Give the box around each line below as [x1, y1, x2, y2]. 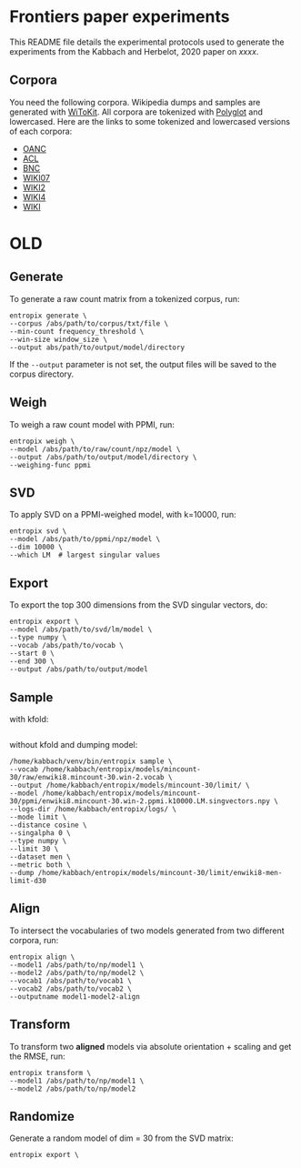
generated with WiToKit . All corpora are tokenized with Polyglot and [9, 106, 264, 117]
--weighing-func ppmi [9, 460, 92, 469]
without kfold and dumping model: [9, 740, 138, 750]
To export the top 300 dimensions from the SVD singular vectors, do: [9, 599, 268, 610]
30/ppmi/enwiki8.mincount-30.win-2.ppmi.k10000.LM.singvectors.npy [9, 797, 271, 806]
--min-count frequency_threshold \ [9, 327, 145, 336]
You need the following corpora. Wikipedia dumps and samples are [9, 96, 261, 107]
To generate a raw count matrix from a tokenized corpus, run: [9, 293, 240, 304]
